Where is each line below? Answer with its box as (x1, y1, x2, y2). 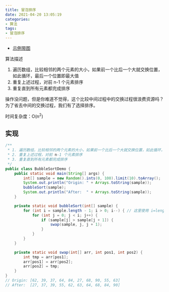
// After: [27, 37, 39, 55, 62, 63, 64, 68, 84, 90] (5, 282, 121, 287)
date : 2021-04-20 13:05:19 (5, 12, 62, 17)
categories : (5, 17, 30, 22)
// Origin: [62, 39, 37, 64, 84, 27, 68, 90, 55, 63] (5, 278, 121, 283)
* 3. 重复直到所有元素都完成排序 (7, 157, 68, 162)
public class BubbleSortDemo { (5, 166, 71, 171)
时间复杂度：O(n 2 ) (5, 113, 44, 119)
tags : (5, 26, 17, 31)
